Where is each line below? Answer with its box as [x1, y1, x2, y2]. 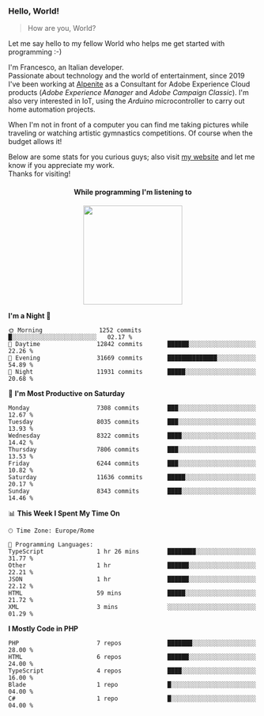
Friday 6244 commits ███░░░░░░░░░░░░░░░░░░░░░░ [8, 459, 257, 467]
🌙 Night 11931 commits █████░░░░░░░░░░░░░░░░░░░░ [8, 368, 257, 375]
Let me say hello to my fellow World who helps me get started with [8, 39, 225, 48]
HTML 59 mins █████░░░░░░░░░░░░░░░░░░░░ [8, 588, 257, 597]
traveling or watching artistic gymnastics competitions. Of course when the [8, 128, 253, 138]
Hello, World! [8, 6, 60, 17]
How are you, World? [27, 24, 96, 33]
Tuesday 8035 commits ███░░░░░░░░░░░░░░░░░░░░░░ [8, 417, 257, 425]
